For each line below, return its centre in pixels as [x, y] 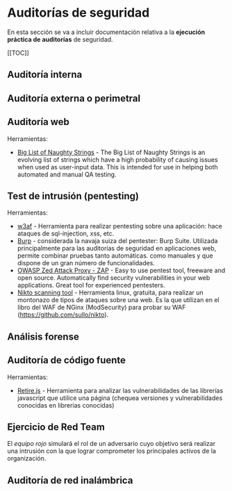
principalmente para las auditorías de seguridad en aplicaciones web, [117, 249]
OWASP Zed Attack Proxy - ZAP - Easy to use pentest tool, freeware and [121, 271]
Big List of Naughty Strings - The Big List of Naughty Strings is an [111, 152]
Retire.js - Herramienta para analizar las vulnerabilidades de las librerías [120, 390]
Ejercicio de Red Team [56, 427]
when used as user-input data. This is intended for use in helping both [118, 167]
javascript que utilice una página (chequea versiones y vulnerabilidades [120, 398]
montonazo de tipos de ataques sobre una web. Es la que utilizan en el [118, 300]
